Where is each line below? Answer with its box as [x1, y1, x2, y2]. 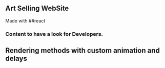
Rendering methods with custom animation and [5, 46, 160, 55]
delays [5, 54, 27, 63]
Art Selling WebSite [5, 4, 69, 13]
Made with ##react [5, 17, 46, 24]
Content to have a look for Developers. [5, 30, 104, 37]
